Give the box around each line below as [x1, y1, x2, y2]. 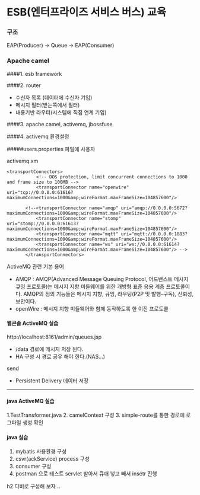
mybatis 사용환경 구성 [15, 448, 67, 455]
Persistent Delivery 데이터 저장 [15, 377, 89, 384]
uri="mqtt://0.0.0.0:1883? [120, 231, 188, 237]
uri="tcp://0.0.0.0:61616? [7, 189, 74, 196]
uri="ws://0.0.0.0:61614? [115, 241, 180, 247]
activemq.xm [7, 157, 39, 164]
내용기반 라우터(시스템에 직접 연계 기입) [15, 108, 107, 116]
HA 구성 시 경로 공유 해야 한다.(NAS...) [15, 353, 106, 360]
